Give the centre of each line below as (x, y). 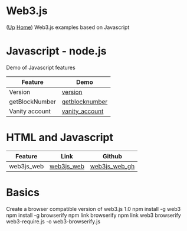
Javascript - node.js (57, 51)
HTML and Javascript (60, 138)
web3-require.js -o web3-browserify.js (53, 221)
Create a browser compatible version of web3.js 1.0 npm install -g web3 (93, 209)
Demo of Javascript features (41, 67)
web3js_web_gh (112, 166)
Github (112, 156)
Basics (23, 193)
